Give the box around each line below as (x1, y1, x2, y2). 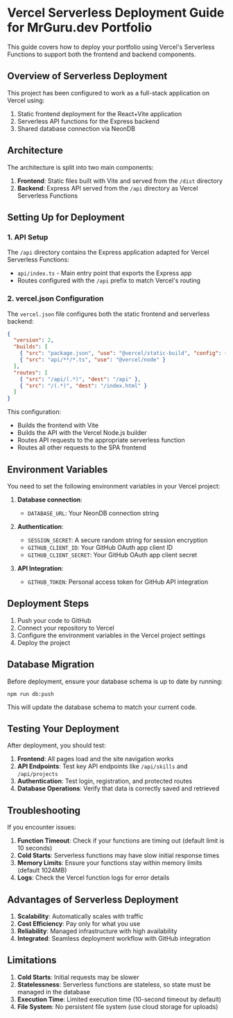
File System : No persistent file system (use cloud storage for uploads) (17, 1002, 218, 1010)
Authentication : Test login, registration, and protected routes (17, 777, 193, 786)
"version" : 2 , (13, 337, 54, 344)
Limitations (7, 955, 57, 967)
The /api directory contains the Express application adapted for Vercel (7, 248, 209, 257)
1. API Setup (7, 232, 49, 241)
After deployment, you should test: (7, 741, 106, 749)
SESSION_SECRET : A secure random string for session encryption (27, 536, 208, 544)
